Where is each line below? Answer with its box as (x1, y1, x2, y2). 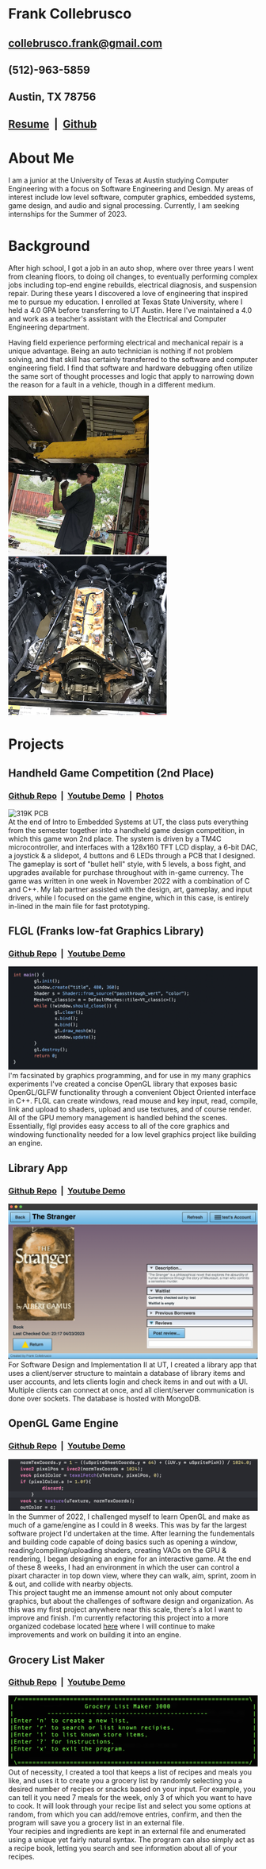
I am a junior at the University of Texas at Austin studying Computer (8, 175, 229, 185)
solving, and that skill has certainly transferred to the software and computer (8, 354, 258, 364)
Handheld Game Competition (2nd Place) (8, 767, 215, 780)
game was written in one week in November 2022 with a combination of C (8, 876, 250, 885)
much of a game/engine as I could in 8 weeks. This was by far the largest (8, 1520, 247, 1530)
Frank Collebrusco (8, 5, 132, 23)
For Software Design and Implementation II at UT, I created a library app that (8, 1360, 257, 1370)
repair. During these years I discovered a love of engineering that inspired (8, 288, 249, 298)
